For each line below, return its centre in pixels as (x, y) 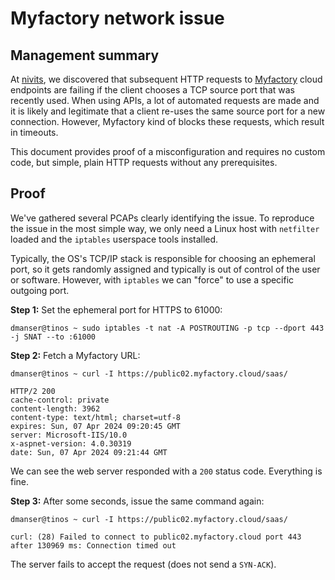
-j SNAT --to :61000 (53, 337)
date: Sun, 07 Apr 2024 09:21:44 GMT (89, 452)
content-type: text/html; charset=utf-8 (96, 417)
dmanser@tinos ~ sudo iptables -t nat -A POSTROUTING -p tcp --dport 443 (167, 328)
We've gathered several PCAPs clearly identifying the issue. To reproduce (162, 218)
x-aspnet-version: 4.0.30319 (71, 443)
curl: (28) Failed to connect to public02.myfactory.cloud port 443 (156, 537)
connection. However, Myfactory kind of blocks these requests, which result (167, 121)
